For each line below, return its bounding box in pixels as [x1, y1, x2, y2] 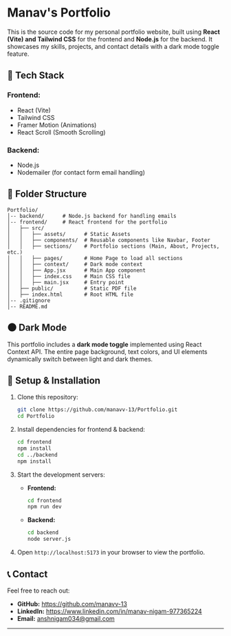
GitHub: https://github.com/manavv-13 [16, 599, 127, 608]
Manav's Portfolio [7, 5, 111, 21]
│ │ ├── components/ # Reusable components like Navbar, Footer [7, 237, 211, 244]
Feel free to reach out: [7, 586, 70, 595]
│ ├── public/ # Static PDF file [7, 285, 137, 292]
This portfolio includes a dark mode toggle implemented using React [7, 340, 202, 348]
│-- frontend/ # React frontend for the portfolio [7, 219, 168, 226]
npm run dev [27, 504, 62, 510]
